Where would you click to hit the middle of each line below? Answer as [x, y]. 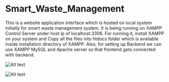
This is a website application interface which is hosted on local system [79, 23]
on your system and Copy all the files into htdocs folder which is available [82, 39]
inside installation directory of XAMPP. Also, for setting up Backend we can [83, 44]
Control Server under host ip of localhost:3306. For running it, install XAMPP [85, 33]
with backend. [20, 55]
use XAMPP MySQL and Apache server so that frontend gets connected [80, 49]
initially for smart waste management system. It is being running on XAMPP [84, 28]
